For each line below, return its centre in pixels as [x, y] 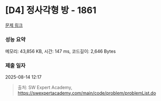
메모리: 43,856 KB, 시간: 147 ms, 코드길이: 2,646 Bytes [61, 51]
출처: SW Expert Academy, [45, 87]
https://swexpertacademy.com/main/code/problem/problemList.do [87, 93]
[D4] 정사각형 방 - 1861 [51, 10]
